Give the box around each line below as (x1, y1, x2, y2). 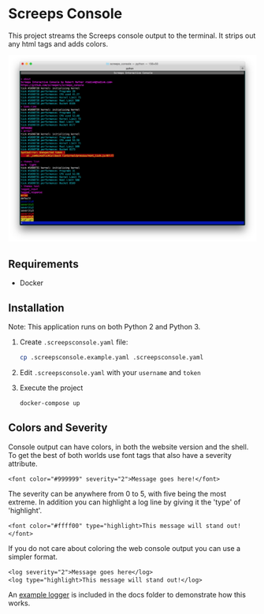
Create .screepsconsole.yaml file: (19, 337, 128, 347)
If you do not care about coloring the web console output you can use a (8, 543, 241, 553)
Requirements (8, 257, 79, 270)
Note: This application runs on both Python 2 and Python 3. (8, 322, 201, 332)
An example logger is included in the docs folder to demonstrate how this (8, 590, 247, 599)
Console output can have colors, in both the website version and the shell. (8, 442, 249, 452)
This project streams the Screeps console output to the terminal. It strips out (8, 31, 256, 40)
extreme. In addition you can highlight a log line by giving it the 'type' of (8, 497, 241, 507)
